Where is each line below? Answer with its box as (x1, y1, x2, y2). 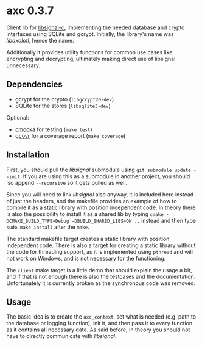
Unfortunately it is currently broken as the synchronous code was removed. (6, 279, 196, 287)
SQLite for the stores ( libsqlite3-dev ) (15, 102, 111, 109)
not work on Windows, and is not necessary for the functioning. (6, 254, 166, 262)
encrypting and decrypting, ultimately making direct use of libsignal (6, 55, 176, 62)
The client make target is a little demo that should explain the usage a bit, (6, 266, 192, 273)
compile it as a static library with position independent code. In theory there (6, 204, 196, 211)
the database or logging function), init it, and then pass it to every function (6, 320, 193, 327)
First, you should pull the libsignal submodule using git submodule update (6, 166, 192, 173)
